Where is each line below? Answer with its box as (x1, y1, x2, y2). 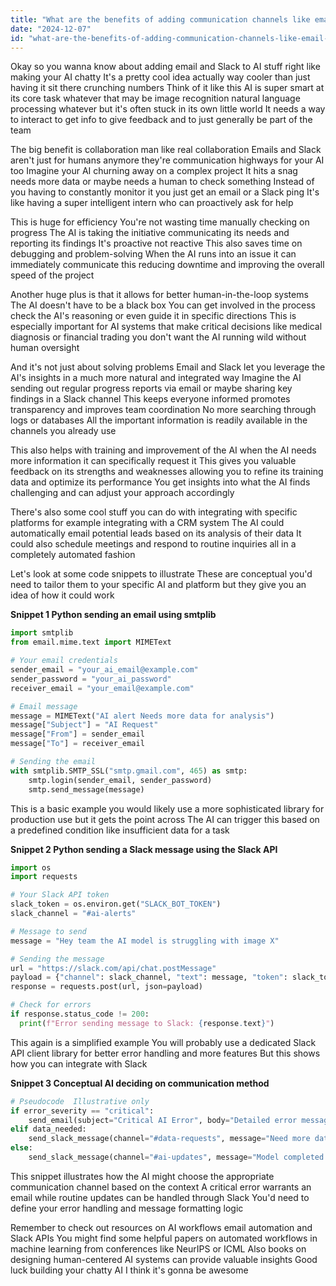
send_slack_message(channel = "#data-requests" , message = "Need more (28, 1134, 311, 1144)
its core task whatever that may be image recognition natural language (10, 92, 301, 105)
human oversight (10, 342, 80, 354)
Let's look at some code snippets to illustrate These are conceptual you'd (10, 568, 313, 580)
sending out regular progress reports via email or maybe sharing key (10, 382, 293, 395)
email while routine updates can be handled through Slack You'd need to (10, 1191, 310, 1203)
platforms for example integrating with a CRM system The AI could (10, 517, 285, 529)
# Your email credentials (10, 656, 118, 666)
